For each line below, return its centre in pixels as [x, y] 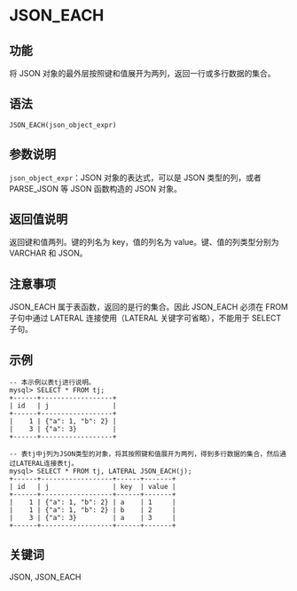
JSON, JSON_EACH [45, 577]
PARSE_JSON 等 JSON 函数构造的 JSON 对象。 [95, 188]
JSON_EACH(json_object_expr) [63, 125]
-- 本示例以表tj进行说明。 [52, 382]
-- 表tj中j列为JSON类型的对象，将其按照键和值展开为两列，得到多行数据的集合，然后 [145, 454]
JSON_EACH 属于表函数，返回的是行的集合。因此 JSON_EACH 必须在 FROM [148, 307]
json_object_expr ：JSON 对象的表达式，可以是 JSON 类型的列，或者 [135, 177]
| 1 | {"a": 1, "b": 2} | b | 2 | [93, 510]
